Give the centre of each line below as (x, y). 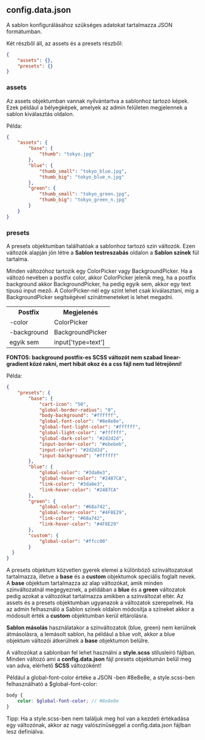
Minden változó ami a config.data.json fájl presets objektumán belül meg (99, 659)
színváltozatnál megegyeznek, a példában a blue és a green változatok (96, 590)
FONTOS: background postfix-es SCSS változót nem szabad (84, 357)
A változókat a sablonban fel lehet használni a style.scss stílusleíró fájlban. (101, 653)
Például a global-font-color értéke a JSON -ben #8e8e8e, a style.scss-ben (101, 677)
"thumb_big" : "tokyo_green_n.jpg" (83, 200)
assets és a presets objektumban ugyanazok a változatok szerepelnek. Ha (100, 603)
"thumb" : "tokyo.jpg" (67, 154)
